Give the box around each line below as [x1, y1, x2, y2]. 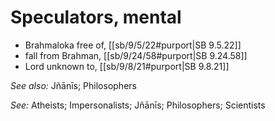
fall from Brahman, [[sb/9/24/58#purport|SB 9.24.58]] [24, 49, 248, 61]
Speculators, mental [10, 6, 182, 29]
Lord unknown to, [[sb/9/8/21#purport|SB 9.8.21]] [24, 60, 230, 72]
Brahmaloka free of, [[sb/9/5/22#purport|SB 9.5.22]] [24, 39, 242, 51]
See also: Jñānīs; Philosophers [10, 79, 137, 91]
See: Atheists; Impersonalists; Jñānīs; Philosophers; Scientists [10, 99, 266, 111]
